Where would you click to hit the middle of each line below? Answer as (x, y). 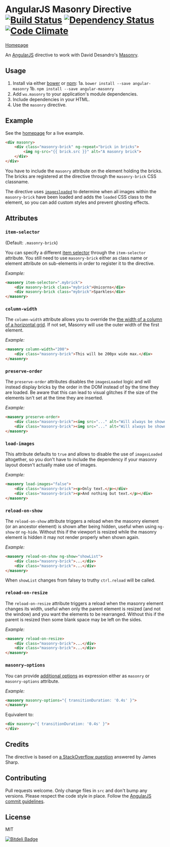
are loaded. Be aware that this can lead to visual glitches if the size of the (81, 392)
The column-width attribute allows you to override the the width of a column (84, 319)
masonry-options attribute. (32, 681)
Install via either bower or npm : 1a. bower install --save (71, 83)
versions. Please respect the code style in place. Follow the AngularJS (78, 796)
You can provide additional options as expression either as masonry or (77, 676)
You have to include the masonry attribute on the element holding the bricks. (84, 171)
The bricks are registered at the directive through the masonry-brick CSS (81, 176)
